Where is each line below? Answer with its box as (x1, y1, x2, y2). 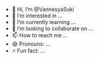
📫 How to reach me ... (11, 32, 68, 39)
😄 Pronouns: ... (11, 40, 51, 48)
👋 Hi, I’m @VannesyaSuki (11, 6, 74, 13)
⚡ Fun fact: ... (11, 47, 45, 54)
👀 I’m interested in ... (11, 12, 63, 19)
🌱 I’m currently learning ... (11, 19, 76, 25)
